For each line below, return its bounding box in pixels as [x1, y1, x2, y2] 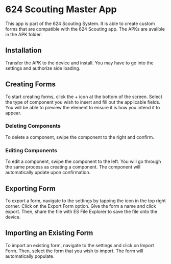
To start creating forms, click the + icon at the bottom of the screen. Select [5, 93, 162, 100]
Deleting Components [5, 123, 61, 130]
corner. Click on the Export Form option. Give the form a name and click [5, 203, 157, 209]
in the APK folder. [5, 31, 42, 37]
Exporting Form [5, 184, 56, 193]
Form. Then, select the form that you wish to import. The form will [5, 248, 144, 254]
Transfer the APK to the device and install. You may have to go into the [5, 60, 154, 66]
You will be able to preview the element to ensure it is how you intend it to [5, 104, 160, 110]
